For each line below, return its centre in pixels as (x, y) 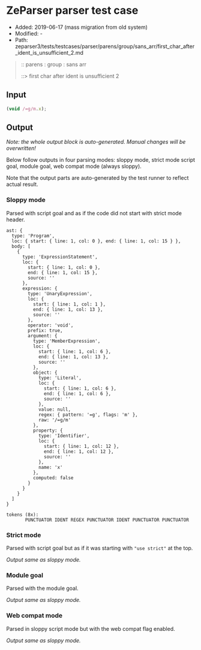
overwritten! (21, 149)
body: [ (21, 246)
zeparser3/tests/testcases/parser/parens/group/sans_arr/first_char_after (105, 46)
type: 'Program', (33, 236)
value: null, (54, 409)
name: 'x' (50, 467)
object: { (45, 373)
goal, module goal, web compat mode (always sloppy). (74, 167)
